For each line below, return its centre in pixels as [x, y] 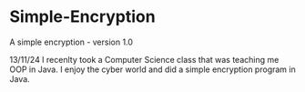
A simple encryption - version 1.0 [71, 42]
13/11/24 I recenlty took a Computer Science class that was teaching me [144, 59]
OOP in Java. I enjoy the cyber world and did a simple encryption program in [152, 69]
